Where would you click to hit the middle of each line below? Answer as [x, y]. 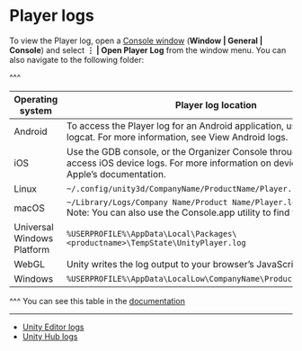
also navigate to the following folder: [77, 59]
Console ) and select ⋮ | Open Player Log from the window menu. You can [148, 49]
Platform [32, 249]
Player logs [52, 16]
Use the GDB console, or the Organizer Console [167, 151]
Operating [36, 99]
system [36, 111]
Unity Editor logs [53, 327]
